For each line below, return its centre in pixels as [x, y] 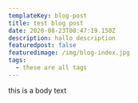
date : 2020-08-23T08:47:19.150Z [62, 30]
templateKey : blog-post [48, 16]
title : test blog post [46, 23]
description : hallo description [62, 38]
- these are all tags [51, 68]
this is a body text [37, 90]
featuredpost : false [43, 46]
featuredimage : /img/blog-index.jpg [69, 53]
